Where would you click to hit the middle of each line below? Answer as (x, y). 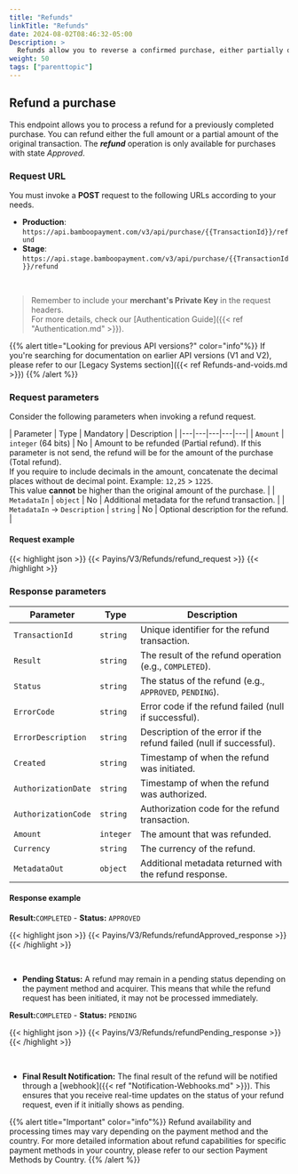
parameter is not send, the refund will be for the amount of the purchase (141, 453)
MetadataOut (39, 868)
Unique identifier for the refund (205, 630)
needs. (22, 205)
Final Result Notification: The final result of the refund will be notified (149, 1076)
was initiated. (168, 768)
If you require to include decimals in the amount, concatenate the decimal (144, 471)
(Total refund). (35, 462)
